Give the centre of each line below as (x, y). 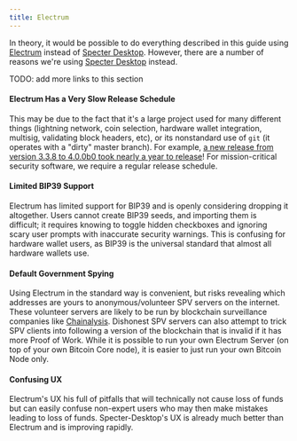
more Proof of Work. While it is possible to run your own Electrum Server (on (149, 340)
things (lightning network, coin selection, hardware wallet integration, (136, 128)
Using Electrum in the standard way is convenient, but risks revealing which (147, 293)
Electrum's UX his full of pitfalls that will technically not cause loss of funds (146, 399)
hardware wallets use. (50, 253)
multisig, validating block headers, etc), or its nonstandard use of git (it (140, 138)
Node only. (29, 359)
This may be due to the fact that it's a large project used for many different (145, 118)
